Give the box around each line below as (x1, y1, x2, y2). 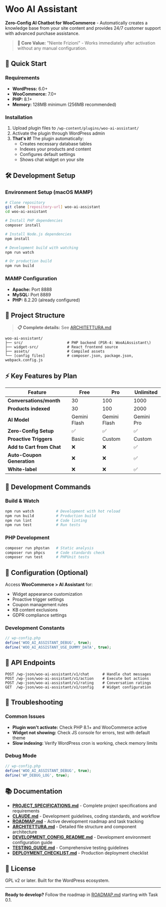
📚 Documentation (5, 787, 63, 795)
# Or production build (5, 259, 52, 264)
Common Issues (5, 713, 45, 720)
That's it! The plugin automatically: (12, 135, 84, 142)
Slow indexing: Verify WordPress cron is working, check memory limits (12, 740, 158, 746)
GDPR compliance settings (12, 612, 67, 618)
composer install (5, 223, 41, 228)
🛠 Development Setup (5, 172, 76, 180)
